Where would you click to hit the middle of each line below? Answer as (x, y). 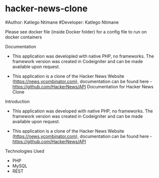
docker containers (24, 37)
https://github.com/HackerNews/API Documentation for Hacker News (83, 86)
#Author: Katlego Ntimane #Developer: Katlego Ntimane (62, 22)
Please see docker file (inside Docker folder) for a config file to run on (76, 32)
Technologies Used (25, 151)
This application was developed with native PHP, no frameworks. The (82, 111)
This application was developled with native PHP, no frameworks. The (83, 56)
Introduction (17, 101)
